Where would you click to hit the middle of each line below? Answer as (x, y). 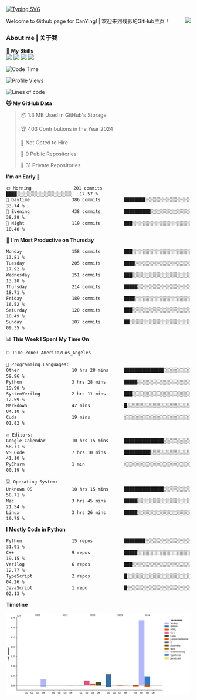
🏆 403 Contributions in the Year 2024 (67, 129)
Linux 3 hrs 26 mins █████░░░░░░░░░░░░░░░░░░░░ (98, 513)
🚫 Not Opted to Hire (44, 143)
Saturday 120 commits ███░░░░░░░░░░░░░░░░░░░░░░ (98, 310)
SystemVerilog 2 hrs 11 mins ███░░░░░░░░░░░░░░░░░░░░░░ (98, 394)
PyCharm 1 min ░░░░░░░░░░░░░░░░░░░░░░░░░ (98, 464)
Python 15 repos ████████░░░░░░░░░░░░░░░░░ (98, 541)
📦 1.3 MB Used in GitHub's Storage (63, 115)
